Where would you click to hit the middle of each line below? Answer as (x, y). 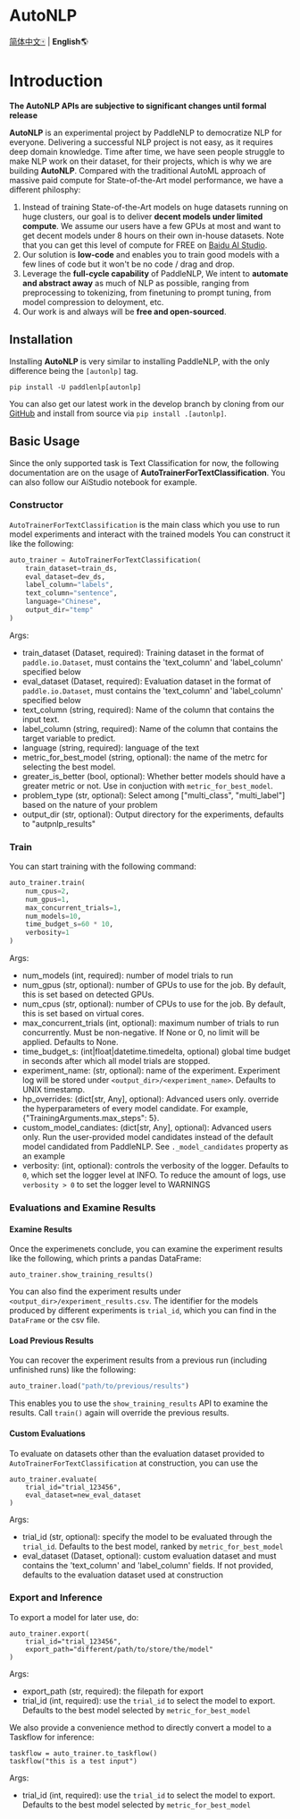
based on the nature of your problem (90, 804)
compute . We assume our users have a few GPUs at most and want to (151, 225)
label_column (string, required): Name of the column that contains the (150, 728)
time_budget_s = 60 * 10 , (70, 924)
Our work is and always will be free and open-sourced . (124, 311)
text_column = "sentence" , (71, 593)
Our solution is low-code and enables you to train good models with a (150, 254)
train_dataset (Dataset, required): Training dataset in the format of (143, 652)
